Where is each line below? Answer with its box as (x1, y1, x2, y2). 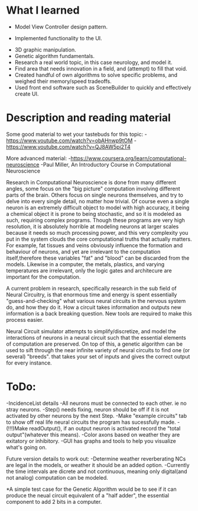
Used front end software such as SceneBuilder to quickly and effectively (14, 84, 191, 91)
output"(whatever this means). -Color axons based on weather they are (6, 431, 180, 438)
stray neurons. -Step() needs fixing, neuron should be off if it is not (6, 405, 169, 413)
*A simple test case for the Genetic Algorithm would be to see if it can (6, 486, 177, 493)
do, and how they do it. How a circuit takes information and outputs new (6, 304, 181, 311)
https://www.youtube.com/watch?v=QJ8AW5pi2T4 (6, 143, 131, 150)
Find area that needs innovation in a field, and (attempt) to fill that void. (14, 65, 187, 72)
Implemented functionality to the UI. (14, 34, 102, 41)
